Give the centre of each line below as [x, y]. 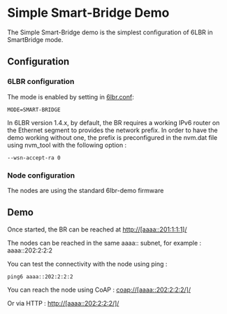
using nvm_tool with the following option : [67, 145]
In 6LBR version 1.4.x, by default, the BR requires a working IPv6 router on [113, 122]
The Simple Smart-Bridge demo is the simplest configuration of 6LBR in [110, 32]
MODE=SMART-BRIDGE [34, 110]
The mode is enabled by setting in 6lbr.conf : [71, 97]
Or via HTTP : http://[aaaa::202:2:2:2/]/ [63, 303]
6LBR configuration [41, 82]
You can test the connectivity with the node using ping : [87, 264]
